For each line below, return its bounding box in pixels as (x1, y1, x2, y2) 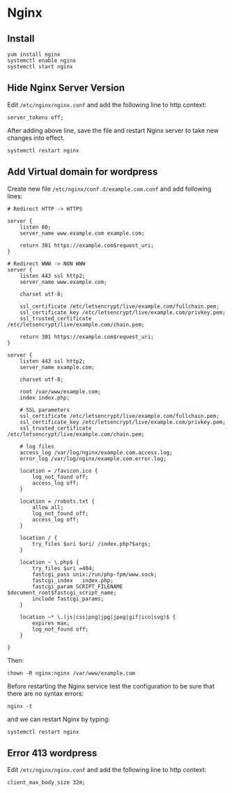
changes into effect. (7, 134, 65, 142)
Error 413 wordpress (7, 747, 98, 760)
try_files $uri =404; (32, 565, 95, 572)
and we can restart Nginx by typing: (7, 715, 110, 723)
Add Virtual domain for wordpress (7, 166, 158, 178)
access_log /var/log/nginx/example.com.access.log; (20, 449, 173, 456)
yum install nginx (7, 51, 61, 58)
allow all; (32, 503, 64, 511)
